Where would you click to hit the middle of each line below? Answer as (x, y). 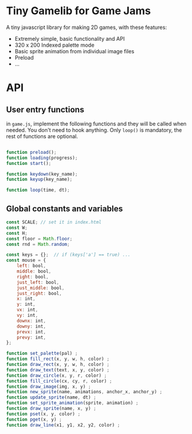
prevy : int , (31, 337)
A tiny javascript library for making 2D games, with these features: (87, 27)
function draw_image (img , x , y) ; (49, 386)
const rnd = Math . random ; (38, 244)
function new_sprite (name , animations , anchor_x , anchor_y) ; (84, 392)
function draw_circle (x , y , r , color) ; (57, 375)
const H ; (17, 233)
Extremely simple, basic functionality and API (70, 38)
